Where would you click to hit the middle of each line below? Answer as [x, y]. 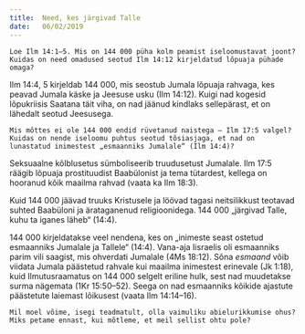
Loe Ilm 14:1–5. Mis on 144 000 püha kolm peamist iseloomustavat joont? [153, 51]
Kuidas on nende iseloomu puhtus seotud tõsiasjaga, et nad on [132, 138]
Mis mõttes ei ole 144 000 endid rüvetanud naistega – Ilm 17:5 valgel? [151, 130]
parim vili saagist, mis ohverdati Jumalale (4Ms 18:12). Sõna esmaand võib [149, 256]
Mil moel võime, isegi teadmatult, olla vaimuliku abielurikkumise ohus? [153, 312]
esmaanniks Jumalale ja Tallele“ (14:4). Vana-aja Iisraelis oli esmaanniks [145, 246]
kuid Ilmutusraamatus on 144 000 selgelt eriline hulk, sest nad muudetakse [150, 276]
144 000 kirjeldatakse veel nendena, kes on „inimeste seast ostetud [137, 237]
